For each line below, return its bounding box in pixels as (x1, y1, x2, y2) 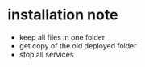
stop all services (19, 49, 74, 59)
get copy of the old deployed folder (19, 40, 137, 50)
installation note (7, 6, 118, 24)
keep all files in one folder (19, 32, 106, 42)
